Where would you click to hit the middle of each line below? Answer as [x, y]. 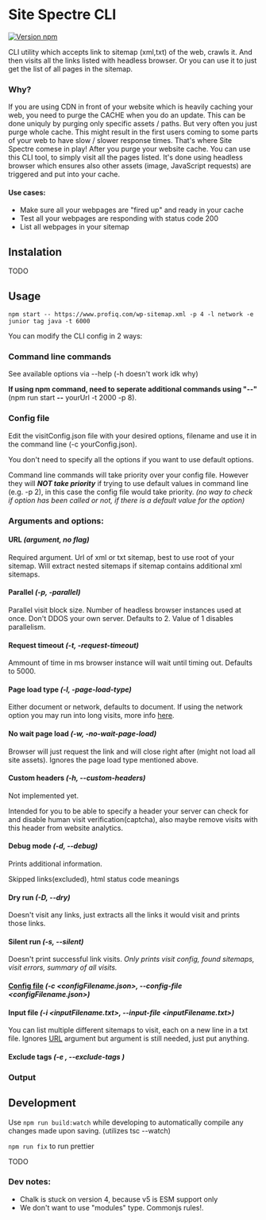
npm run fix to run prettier [51, 1146]
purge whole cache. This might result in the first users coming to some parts [133, 132]
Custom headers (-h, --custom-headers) [77, 778]
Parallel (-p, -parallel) [44, 593]
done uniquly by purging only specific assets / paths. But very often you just [133, 124]
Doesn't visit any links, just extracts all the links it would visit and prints [124, 915]
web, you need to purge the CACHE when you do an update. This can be [127, 115]
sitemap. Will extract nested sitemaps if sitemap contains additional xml [125, 566]
